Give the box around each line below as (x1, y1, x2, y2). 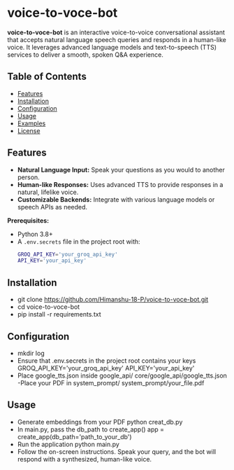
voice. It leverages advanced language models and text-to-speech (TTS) (7, 43, 217, 51)
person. (17, 173, 40, 181)
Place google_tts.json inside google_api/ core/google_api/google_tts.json (17, 371, 227, 380)
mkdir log (17, 349, 45, 357)
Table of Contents (7, 71, 87, 83)
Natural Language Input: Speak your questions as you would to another (17, 165, 226, 174)
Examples (17, 119, 46, 127)
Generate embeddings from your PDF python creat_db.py (17, 417, 183, 426)
